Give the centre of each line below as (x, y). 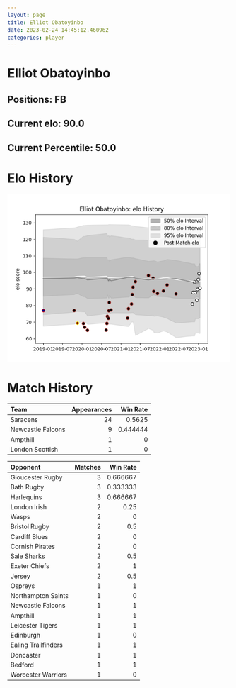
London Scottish (34, 449)
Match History (50, 388)
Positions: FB (37, 99)
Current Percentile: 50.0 (62, 148)
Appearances (92, 409)
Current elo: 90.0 (46, 124)
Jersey (20, 576)
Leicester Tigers (34, 625)
